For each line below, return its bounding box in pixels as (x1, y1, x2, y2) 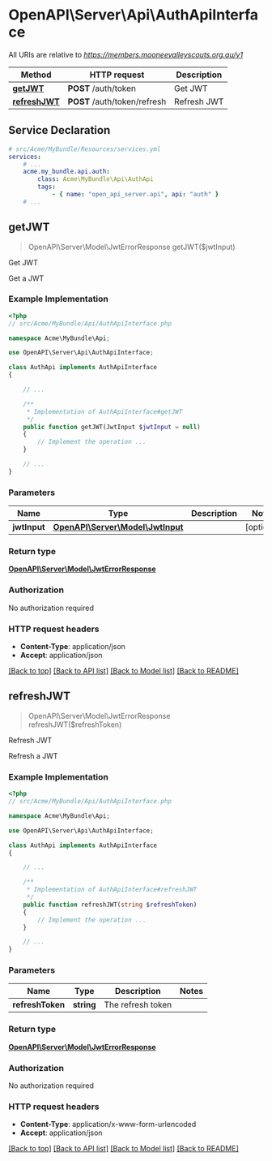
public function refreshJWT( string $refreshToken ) (23, 901, 198, 909)
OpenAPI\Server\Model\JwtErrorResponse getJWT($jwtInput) (28, 242, 236, 252)
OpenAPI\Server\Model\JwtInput (53, 522, 184, 533)
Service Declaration (8, 123, 111, 137)
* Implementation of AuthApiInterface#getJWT (26, 407, 183, 415)
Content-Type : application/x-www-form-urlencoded (19, 1120, 197, 1129)
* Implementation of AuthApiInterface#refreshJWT (26, 886, 198, 894)
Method (20, 69, 52, 80)
